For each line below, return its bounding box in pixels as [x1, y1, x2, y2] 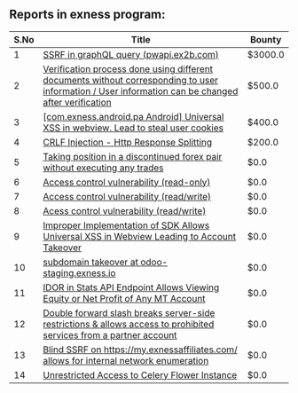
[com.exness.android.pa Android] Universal [43, 110, 224, 122]
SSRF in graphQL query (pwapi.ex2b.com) [43, 48, 219, 60]
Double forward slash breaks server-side [43, 306, 216, 318]
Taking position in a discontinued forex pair [43, 150, 223, 162]
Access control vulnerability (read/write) [43, 190, 211, 202]
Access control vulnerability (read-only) [43, 176, 211, 188]
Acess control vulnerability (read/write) [43, 204, 207, 216]
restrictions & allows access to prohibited [43, 318, 215, 330]
